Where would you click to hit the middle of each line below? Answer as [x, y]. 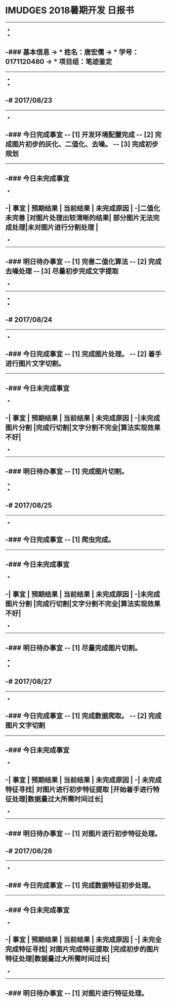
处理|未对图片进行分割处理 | [55, 227]
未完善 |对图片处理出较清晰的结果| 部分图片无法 [79, 218]
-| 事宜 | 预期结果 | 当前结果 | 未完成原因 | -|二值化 [83, 208]
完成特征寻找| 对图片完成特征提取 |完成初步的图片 [82, 949]
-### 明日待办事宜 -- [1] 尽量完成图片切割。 [73, 648]
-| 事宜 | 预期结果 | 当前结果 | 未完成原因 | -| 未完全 [83, 940]
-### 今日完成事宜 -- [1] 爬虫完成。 [60, 540]
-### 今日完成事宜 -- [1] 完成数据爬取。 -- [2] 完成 [83, 716]
